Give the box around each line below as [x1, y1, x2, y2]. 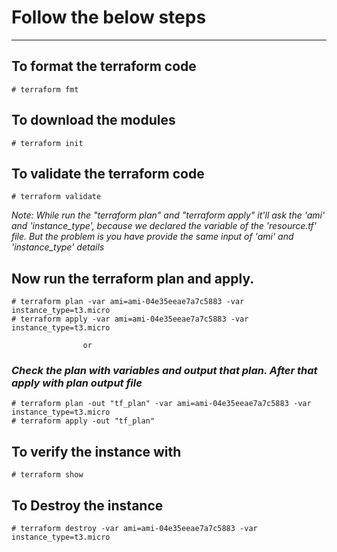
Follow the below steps [11, 6, 207, 29]
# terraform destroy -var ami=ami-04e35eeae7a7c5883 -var [11, 524, 258, 534]
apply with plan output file [11, 376, 143, 390]
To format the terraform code [11, 58, 197, 75]
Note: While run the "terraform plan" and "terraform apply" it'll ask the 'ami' [11, 209, 326, 221]
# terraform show [11, 470, 84, 480]
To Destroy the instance [11, 497, 164, 514]
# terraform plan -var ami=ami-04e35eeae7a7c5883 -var [11, 297, 245, 307]
